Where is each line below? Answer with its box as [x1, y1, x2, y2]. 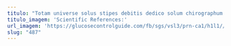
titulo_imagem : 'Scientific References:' [7, 16, 128, 23]
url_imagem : [7, 22, 41, 29]
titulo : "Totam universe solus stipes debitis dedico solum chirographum [7, 9, 223, 17]
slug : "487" [7, 28, 41, 36]
